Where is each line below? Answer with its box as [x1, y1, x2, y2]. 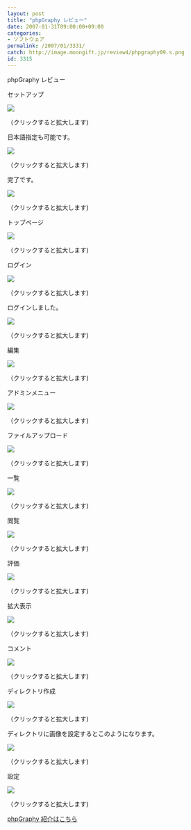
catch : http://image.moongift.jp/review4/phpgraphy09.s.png [7, 49, 185, 56]
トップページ [7, 218, 44, 226]
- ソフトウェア [7, 36, 45, 43]
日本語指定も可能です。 [7, 133, 74, 141]
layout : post [7, 10, 45, 17]
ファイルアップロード [7, 431, 68, 439]
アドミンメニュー [7, 388, 56, 397]
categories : [7, 29, 42, 37]
